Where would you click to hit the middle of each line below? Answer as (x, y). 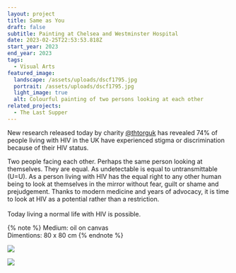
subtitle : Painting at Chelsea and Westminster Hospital (93, 34)
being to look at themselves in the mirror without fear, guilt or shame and (113, 184)
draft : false (26, 27)
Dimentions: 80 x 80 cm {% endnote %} (65, 235)
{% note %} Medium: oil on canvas (58, 228)
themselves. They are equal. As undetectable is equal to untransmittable (112, 169)
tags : (15, 60)
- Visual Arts (34, 66)
